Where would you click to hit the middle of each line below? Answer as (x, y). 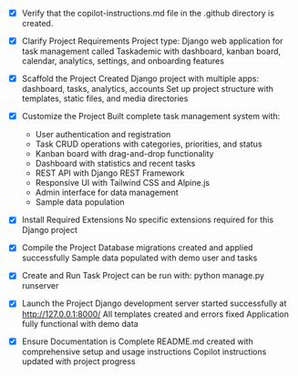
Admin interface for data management (107, 193)
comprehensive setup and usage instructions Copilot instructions (144, 351)
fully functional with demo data (80, 323)
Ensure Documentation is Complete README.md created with (138, 341)
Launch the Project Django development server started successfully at (154, 303)
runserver (40, 286)
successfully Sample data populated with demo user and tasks (139, 258)
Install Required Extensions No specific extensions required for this (148, 220)
